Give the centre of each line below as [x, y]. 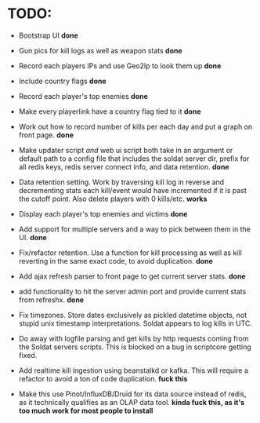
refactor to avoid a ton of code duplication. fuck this [103, 378]
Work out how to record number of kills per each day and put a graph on [135, 126]
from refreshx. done [51, 300]
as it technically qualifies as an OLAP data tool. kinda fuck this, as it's [132, 402]
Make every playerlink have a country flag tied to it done [110, 111]
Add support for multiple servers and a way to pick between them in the [135, 229]
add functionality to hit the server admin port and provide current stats [132, 291]
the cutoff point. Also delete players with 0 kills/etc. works [113, 199]
